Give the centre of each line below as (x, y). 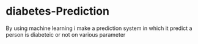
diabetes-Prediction (57, 11)
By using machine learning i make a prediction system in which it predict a (99, 28)
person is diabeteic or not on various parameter (66, 34)
